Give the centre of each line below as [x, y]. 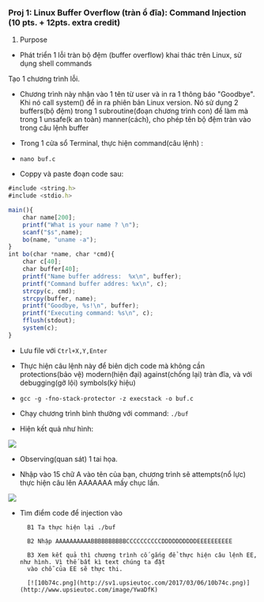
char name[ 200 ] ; [49, 217]
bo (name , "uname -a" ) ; [60, 240]
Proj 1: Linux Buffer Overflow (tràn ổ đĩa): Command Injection [127, 13]
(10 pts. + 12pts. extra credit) [64, 22]
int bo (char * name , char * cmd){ [61, 254]
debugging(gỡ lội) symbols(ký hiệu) [77, 383]
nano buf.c [38, 159]
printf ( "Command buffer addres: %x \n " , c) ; [95, 284]
